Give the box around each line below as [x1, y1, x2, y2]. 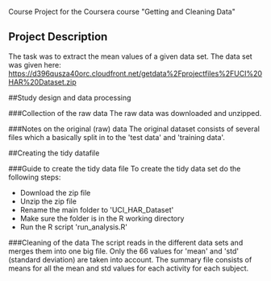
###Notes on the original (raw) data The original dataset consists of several [8, 124, 261, 134]
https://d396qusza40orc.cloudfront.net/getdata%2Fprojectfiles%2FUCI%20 [8, 68, 263, 78]
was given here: [8, 60, 62, 69]
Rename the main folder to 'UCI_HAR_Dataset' [19, 205, 174, 214]
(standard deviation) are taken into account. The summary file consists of [8, 254, 252, 264]
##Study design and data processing [8, 93, 131, 102]
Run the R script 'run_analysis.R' [19, 221, 127, 232]
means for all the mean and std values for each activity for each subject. [8, 263, 249, 273]
